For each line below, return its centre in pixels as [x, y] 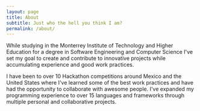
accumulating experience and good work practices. [70, 65]
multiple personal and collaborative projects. [61, 102]
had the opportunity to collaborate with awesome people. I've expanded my [100, 89]
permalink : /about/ [31, 28]
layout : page [23, 12]
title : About [23, 17]
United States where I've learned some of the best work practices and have [100, 83]
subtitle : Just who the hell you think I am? [64, 23]
